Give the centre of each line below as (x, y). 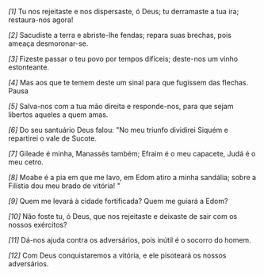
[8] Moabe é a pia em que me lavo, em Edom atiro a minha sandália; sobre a (132, 177)
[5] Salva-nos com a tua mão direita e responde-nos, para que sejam (121, 106)
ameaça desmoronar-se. (48, 43)
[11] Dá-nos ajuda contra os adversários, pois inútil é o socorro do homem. (130, 240)
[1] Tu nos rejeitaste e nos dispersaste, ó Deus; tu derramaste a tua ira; (124, 11)
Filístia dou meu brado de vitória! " (64, 186)
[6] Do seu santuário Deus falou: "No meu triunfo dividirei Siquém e (118, 130)
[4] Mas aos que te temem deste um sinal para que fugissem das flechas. (128, 83)
